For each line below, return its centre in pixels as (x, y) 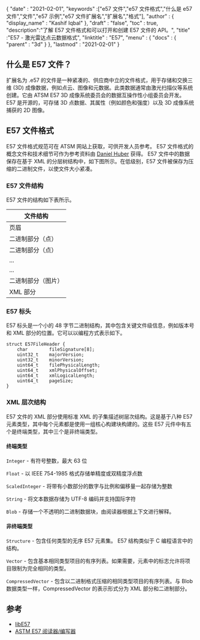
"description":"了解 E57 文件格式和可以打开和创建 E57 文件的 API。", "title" (98, 30)
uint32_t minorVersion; (51, 360)
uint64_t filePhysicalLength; (59, 365)
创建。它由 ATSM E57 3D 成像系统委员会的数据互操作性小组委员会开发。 (96, 95)
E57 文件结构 (25, 185)
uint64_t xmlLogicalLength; (56, 376)
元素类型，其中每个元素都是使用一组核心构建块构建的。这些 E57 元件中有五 (99, 424)
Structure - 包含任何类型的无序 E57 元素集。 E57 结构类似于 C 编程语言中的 (99, 541)
